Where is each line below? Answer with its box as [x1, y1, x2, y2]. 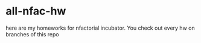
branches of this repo [5, 30, 59, 38]
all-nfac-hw [5, 4, 66, 18]
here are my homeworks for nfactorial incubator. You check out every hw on [5, 24, 195, 31]
